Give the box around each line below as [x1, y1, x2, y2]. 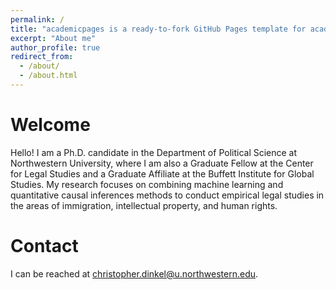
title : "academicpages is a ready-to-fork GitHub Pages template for [10, 24, 307, 34]
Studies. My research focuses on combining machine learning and [10, 178, 284, 190]
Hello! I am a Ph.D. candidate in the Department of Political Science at [10, 146, 298, 158]
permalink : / [10, 14, 65, 25]
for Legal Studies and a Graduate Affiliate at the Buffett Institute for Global [10, 167, 315, 180]
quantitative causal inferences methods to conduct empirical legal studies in [10, 189, 325, 201]
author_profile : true [10, 42, 101, 53]
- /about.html [19, 71, 78, 81]
